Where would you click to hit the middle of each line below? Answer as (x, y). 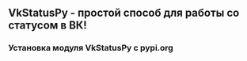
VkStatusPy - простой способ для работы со (124, 13)
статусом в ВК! (47, 26)
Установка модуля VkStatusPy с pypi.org (91, 48)
